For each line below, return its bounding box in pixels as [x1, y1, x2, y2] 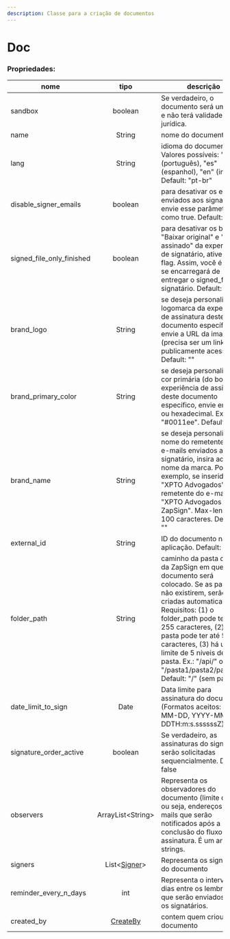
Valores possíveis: [160, 150, 220, 160]
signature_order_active [10, 748, 84, 757]
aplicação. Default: [160, 543, 221, 552]
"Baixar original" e [160, 233, 220, 242]
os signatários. [160, 901, 209, 911]
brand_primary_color [10, 392, 77, 401]
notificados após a [160, 819, 221, 829]
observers [10, 810, 43, 820]
